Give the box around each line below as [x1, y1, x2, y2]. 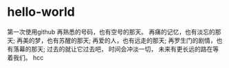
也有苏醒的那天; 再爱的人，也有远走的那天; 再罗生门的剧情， [47, 36, 217, 45]
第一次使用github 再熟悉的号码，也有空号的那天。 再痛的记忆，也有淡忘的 [7, 27, 215, 36]
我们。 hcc [12, 53, 44, 62]
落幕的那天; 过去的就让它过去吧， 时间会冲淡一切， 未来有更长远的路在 [12, 45, 213, 53]
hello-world [7, 4, 76, 20]
